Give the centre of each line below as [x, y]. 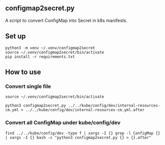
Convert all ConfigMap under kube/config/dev [63, 123]
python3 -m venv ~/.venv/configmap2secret [50, 48]
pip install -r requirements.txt [40, 57]
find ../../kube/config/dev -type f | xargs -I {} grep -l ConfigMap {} [83, 133]
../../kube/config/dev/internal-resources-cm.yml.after [85, 110]
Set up [16, 37]
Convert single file [28, 86]
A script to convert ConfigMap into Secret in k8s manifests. [66, 20]
